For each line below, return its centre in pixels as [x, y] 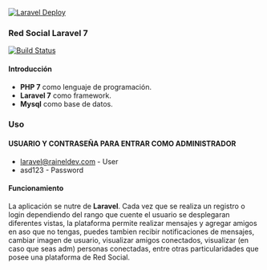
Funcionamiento [36, 188]
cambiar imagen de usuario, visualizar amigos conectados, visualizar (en [129, 240]
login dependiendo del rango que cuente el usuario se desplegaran [119, 214]
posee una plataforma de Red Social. [69, 257]
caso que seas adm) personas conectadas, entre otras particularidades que [133, 248]
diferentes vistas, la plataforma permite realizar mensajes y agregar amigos [133, 223]
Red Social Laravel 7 [48, 33]
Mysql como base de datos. [67, 103]
